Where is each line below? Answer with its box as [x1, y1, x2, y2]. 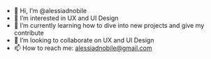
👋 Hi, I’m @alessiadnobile [13, 7, 87, 15]
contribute [13, 28, 44, 37]
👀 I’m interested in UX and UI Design [13, 14, 119, 22]
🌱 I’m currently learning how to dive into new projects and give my [13, 22, 205, 29]
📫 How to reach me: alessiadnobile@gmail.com [13, 44, 152, 52]
